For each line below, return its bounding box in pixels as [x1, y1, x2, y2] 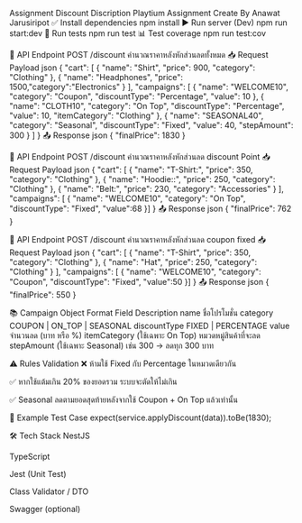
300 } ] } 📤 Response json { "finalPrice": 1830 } [9, 130, 187, 141]
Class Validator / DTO [9, 486, 89, 497]
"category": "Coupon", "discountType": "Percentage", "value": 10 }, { [9, 91, 264, 102]
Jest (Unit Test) [9, 469, 67, 479]
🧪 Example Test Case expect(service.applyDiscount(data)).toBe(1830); [9, 412, 272, 423]
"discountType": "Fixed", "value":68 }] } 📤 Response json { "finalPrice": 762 [9, 203, 292, 214]
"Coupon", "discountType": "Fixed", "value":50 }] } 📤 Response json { [9, 277, 270, 287]
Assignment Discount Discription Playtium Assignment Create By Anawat [9, 8, 281, 18]
